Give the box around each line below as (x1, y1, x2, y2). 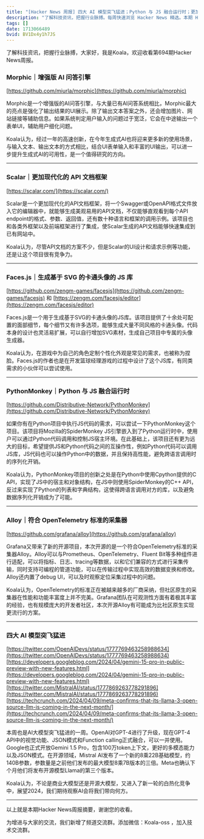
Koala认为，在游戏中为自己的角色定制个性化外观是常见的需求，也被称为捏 (6, 350, 191, 357)
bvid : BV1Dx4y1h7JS (6, 32, 56, 38)
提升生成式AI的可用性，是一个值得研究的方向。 (11, 151, 129, 158)
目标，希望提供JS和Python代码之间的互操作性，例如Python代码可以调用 (16, 443, 197, 450)
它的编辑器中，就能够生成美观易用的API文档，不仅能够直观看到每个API (11, 207, 188, 214)
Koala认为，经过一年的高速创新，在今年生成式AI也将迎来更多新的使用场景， (6, 135, 195, 143)
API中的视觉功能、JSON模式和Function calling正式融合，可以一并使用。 (6, 736, 186, 744)
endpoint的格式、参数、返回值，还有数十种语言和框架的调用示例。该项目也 (6, 215, 194, 222)
